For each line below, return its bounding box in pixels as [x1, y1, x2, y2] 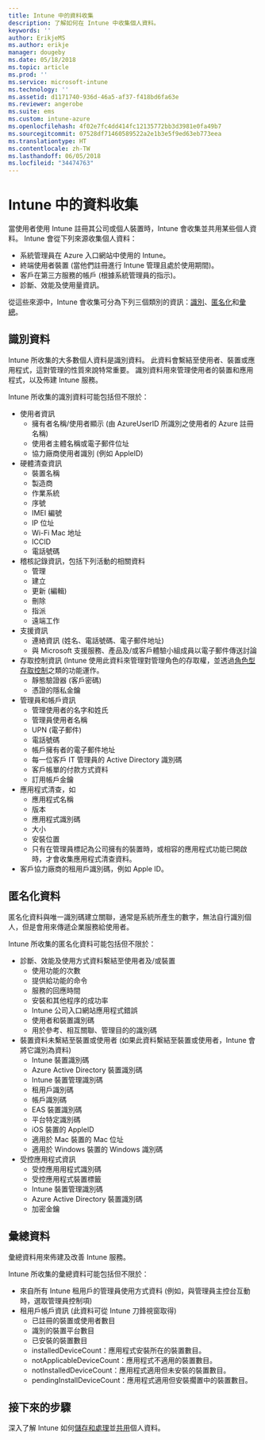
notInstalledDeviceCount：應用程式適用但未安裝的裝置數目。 [31, 1365, 231, 1375]
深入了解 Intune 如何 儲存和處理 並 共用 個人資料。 [8, 1423, 165, 1433]
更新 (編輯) [31, 585, 67, 596]
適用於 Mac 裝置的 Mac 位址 [31, 1134, 125, 1144]
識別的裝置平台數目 [31, 1326, 95, 1335]
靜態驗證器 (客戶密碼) [31, 675, 102, 685]
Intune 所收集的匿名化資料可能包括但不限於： [8, 939, 156, 948]
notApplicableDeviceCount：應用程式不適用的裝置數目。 [31, 1355, 217, 1365]
